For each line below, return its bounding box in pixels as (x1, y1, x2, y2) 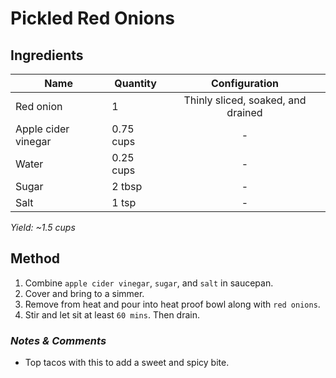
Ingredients (10, 47, 84, 64)
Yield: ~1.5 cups (10, 222, 76, 233)
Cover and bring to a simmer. (24, 287, 145, 299)
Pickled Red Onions (10, 7, 175, 30)
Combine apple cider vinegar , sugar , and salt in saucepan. (24, 277, 274, 289)
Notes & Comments (10, 333, 107, 347)
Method (10, 250, 61, 267)
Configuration (210, 77, 279, 90)
